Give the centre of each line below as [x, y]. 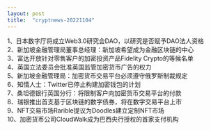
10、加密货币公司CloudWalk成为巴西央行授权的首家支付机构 [93, 119]
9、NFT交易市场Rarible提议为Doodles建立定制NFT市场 [86, 110]
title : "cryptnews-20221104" [51, 20]
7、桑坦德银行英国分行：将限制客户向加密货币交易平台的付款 [94, 93]
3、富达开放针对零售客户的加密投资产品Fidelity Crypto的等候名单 [100, 58]
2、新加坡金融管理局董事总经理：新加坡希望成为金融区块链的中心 [101, 49]
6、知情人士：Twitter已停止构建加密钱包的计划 [74, 84]
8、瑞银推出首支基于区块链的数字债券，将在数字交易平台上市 [95, 101]
